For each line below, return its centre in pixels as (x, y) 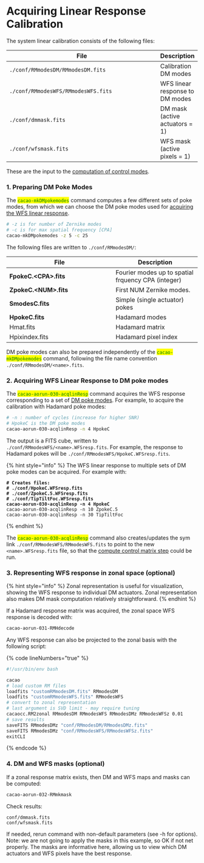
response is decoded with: (39, 617)
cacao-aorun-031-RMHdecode (40, 628)
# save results (25, 719)
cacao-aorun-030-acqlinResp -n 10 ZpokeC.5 (62, 509)
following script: (26, 646)
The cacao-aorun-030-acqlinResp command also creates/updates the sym (98, 538)
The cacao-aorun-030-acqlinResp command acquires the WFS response (96, 394)
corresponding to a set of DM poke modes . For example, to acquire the (95, 400)
